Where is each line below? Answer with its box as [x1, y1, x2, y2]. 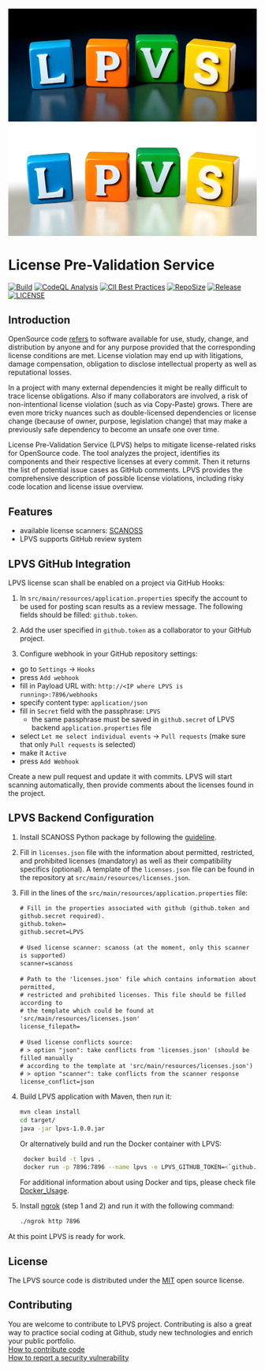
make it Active [19, 748, 67, 758]
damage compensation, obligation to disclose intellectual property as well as [8, 360, 257, 369]
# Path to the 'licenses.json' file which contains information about [19, 975, 257, 983]
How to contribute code [8, 1344, 85, 1353]
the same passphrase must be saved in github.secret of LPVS [31, 715, 235, 724]
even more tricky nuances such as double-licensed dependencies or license [8, 408, 256, 418]
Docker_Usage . [19, 1186, 69, 1196]
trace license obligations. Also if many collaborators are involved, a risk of [8, 391, 248, 401]
